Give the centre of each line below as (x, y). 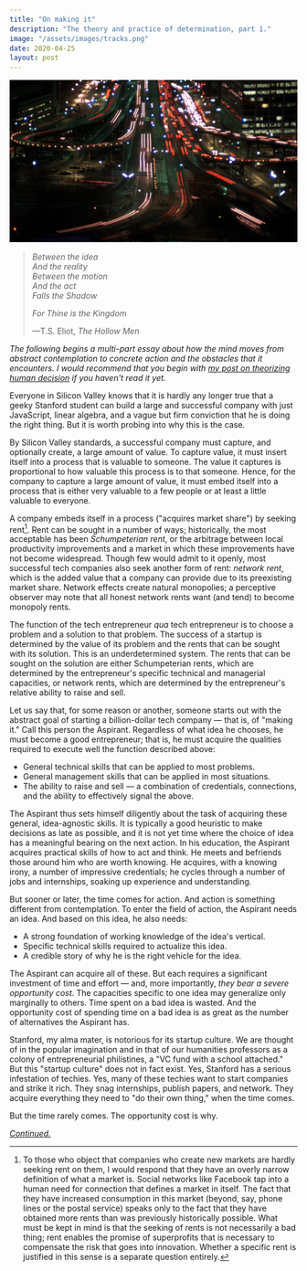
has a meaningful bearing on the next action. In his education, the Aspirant (150, 843)
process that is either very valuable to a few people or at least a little (138, 491)
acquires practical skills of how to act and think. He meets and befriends (146, 853)
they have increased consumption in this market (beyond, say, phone (153, 1199)
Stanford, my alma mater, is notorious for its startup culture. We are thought (152, 1040)
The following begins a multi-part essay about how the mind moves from (147, 348)
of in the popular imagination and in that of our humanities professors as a (148, 1050)
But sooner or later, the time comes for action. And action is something (143, 899)
